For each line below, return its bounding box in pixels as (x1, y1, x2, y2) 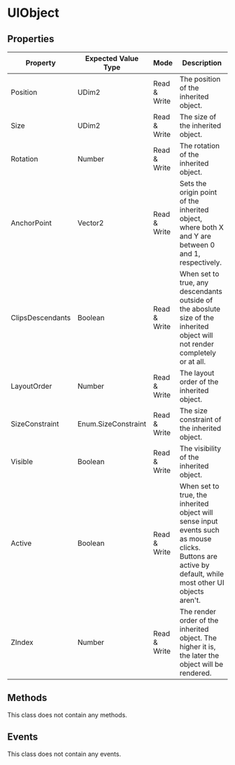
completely (179, 348, 217, 357)
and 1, (179, 249, 201, 258)
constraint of (179, 415, 222, 424)
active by (179, 560, 210, 570)
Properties (7, 33, 55, 45)
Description (181, 58, 222, 67)
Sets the (179, 179, 207, 188)
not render (179, 339, 215, 349)
